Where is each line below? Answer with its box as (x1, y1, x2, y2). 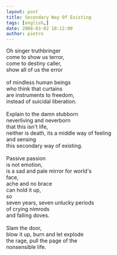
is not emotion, (6, 161, 43, 169)
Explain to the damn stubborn (6, 111, 78, 118)
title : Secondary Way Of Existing (6, 14, 92, 20)
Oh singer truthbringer (6, 47, 61, 54)
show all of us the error (6, 66, 64, 73)
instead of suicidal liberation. (6, 98, 77, 105)
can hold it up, (6, 186, 42, 194)
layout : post (6, 8, 39, 15)
